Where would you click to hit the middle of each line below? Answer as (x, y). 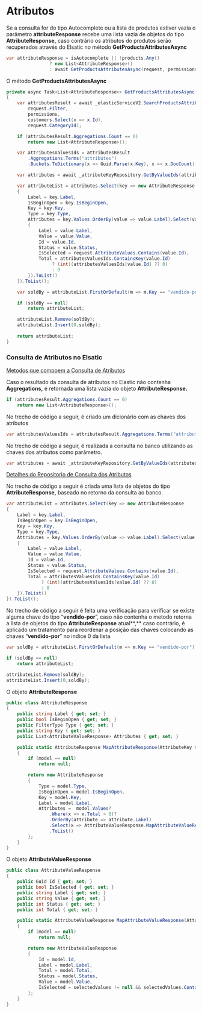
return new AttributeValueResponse (72, 948)
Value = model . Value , (66, 982)
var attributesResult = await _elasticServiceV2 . (81, 103)
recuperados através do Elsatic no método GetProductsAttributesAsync (97, 47)
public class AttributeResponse (47, 703)
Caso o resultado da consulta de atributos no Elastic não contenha (89, 382)
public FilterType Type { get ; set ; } (66, 725)
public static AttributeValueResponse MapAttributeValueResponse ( (102, 921)
